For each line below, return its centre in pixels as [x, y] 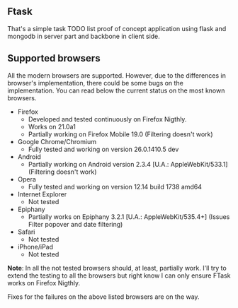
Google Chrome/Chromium [57, 141]
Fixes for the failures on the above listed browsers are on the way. [103, 297]
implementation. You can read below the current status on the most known [116, 90]
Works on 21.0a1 [52, 126]
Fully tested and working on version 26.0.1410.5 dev [103, 149]
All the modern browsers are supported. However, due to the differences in [117, 75]
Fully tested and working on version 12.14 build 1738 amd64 [115, 186]
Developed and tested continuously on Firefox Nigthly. [107, 119]
